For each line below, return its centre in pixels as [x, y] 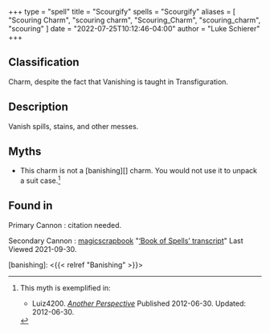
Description [38, 107]
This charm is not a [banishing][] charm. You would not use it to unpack [138, 171]
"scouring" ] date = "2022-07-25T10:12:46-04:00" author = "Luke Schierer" [134, 28]
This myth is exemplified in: [65, 287]
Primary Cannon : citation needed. [65, 225]
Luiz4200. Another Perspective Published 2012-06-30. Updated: [139, 303]
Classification [44, 62]
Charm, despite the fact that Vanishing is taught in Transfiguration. [119, 81]
